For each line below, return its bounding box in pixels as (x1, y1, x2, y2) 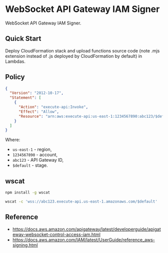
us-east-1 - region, (12, 146, 52, 153)
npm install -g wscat (5, 190, 50, 195)
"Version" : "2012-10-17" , (9, 91, 64, 96)
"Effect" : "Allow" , (18, 109, 59, 114)
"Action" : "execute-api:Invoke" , (18, 105, 88, 110)
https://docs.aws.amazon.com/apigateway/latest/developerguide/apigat (12, 226, 161, 232)
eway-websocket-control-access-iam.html (12, 231, 101, 238)
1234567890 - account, (12, 152, 58, 158)
